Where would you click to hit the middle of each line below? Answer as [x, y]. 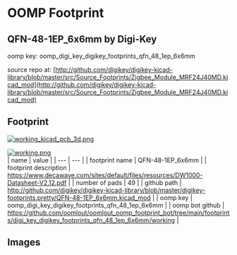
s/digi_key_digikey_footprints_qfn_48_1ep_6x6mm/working [91, 220]
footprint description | [39, 167]
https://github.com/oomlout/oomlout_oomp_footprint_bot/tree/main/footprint [119, 213]
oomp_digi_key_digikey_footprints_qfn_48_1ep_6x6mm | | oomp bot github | [116, 205]
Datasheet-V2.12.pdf [37, 182]
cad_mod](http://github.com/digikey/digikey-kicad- [82, 85]
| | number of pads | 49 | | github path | [125, 182]
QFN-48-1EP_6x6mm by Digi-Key [82, 39]
